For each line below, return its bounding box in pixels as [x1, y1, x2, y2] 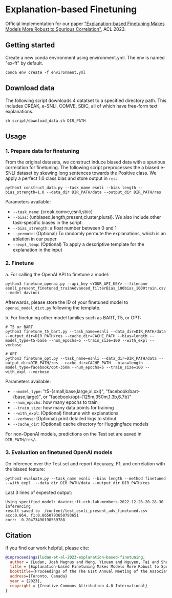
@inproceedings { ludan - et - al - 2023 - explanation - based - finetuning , [5, 554, 145, 560]
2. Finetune [5, 260, 34, 267]
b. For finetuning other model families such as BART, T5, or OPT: [5, 314, 142, 321]
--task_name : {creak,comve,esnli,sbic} [12, 209, 93, 215]
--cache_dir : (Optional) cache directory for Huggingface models [12, 421, 149, 427]
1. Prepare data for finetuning [5, 147, 79, 154]
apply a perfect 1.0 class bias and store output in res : [5, 175, 117, 181]
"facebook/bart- [105, 388, 140, 394]
